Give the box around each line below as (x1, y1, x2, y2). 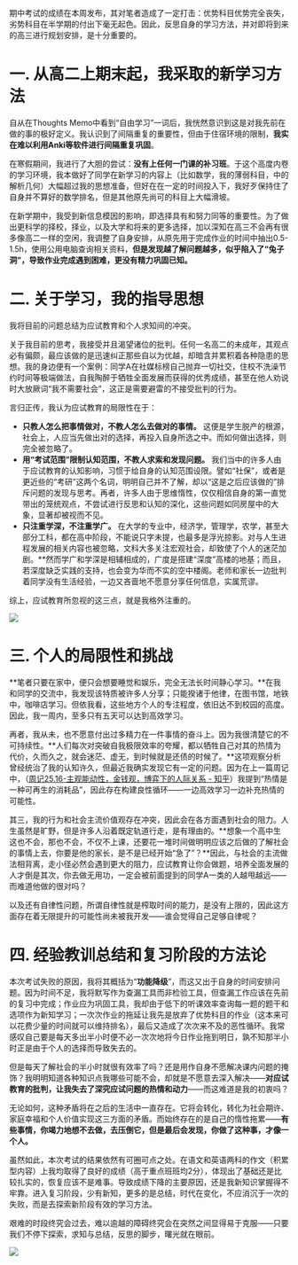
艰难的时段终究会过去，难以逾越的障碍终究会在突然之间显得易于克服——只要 (9, 1217, 289, 1228)
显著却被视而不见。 (37, 509, 108, 520)
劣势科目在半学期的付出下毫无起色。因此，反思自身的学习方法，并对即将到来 (9, 19, 289, 29)
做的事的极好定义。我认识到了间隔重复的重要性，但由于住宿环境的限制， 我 (9, 128, 281, 139)
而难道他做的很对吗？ (9, 880, 87, 891)
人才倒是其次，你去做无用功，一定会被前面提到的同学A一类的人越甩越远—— (9, 870, 286, 880)
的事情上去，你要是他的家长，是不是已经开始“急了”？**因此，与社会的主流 (9, 847, 281, 858)
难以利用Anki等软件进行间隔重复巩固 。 (16, 139, 160, 150)
